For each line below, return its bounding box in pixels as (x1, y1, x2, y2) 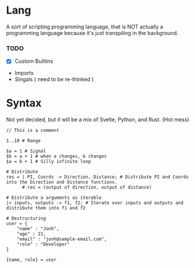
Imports (14, 69, 34, 77)
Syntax (6, 96, 42, 110)
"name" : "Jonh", (17, 226, 60, 232)
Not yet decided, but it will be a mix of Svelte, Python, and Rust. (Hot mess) (6, 116, 190, 123)
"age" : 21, (17, 231, 46, 237)
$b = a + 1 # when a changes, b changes (6, 153, 108, 160)
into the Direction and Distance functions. (6, 179, 118, 185)
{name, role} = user (6, 257, 57, 263)
